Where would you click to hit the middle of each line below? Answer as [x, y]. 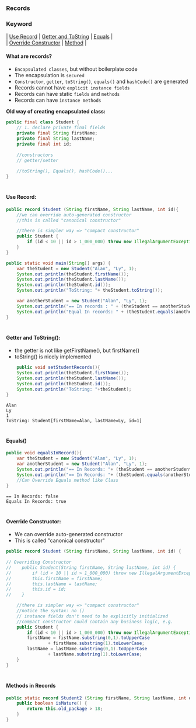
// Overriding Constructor [39, 563]
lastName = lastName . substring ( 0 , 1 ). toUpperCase [87, 649]
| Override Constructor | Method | [46, 43]
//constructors [35, 155]
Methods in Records [31, 685]
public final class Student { [43, 122]
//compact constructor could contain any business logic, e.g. [95, 622]
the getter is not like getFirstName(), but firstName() [77, 351]
